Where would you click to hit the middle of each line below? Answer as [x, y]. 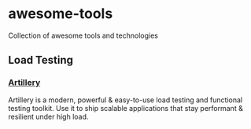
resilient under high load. [48, 116]
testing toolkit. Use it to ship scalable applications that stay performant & [126, 108]
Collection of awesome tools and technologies [83, 35]
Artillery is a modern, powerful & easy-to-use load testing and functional [125, 100]
